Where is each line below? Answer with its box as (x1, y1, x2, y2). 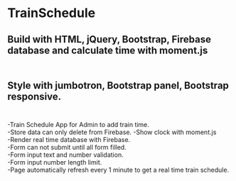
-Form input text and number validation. (7, 150, 124, 159)
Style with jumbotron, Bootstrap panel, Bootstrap (7, 79, 230, 92)
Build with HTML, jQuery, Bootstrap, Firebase (7, 33, 212, 45)
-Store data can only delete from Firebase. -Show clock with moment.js (7, 128, 217, 136)
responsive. (7, 90, 62, 102)
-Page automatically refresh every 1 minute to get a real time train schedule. (7, 165, 230, 175)
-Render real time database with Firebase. (7, 136, 131, 144)
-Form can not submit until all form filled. (7, 143, 127, 152)
